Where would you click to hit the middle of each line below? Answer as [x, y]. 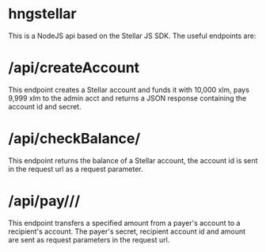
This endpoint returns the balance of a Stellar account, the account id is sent [133, 160]
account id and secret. [45, 106]
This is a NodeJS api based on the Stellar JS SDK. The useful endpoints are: [132, 36]
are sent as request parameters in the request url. [89, 239]
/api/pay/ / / [44, 201]
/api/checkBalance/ [74, 139]
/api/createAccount [74, 68]
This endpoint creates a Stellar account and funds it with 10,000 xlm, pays [129, 90]
